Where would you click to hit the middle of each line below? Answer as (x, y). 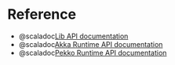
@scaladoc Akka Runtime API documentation (91, 44)
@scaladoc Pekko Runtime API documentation (93, 52)
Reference (42, 14)
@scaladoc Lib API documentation (73, 36)
